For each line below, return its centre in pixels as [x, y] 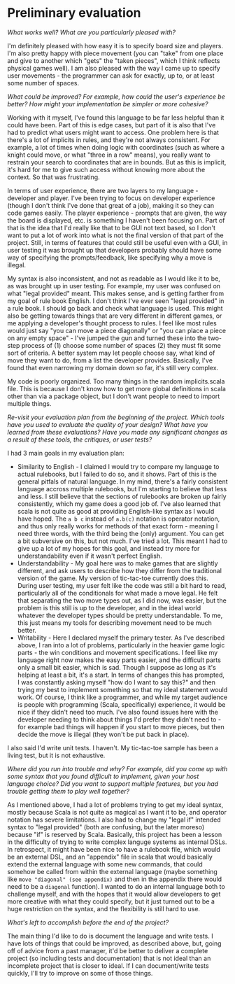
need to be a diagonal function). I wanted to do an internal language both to [116, 886]
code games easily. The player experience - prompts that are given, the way [117, 213]
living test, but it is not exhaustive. [56, 755]
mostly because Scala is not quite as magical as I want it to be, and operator [117, 812]
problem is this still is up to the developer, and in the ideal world [109, 607]
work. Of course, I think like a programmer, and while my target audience [122, 697]
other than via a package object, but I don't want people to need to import [114, 396]
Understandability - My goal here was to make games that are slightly [117, 563]
